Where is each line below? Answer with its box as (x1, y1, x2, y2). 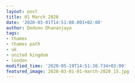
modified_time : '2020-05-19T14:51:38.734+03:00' (6, 63, 127, 69)
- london (6, 57, 27, 63)
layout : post (6, 8, 38, 15)
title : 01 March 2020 (6, 14, 59, 20)
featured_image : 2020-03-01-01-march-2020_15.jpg (6, 68, 130, 74)
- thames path (6, 41, 41, 47)
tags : (6, 30, 19, 36)
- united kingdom (6, 52, 49, 58)
